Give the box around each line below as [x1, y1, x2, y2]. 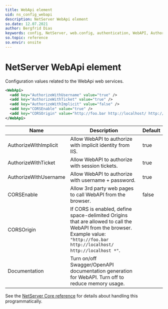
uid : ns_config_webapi [5, 12, 52, 17]
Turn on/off [70, 255, 97, 262]
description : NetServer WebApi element [5, 17, 88, 22]
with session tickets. [70, 162, 118, 169]
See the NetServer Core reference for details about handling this [5, 292, 138, 298]
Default [142, 127, 160, 134]
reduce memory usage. [70, 280, 125, 287]
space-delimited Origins [70, 211, 128, 218]
